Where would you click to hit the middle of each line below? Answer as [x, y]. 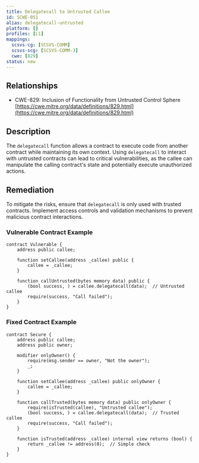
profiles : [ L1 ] [25, 34]
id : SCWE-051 [22, 17]
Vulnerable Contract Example [50, 232]
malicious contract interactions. [45, 217]
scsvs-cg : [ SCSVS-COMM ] [41, 45]
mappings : [18, 39]
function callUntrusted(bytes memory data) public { [83, 281]
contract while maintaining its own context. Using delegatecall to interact [96, 152]
